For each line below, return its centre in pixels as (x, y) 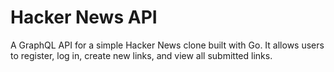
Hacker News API (84, 17)
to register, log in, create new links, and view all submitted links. (141, 55)
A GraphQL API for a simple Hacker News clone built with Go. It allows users (167, 45)
